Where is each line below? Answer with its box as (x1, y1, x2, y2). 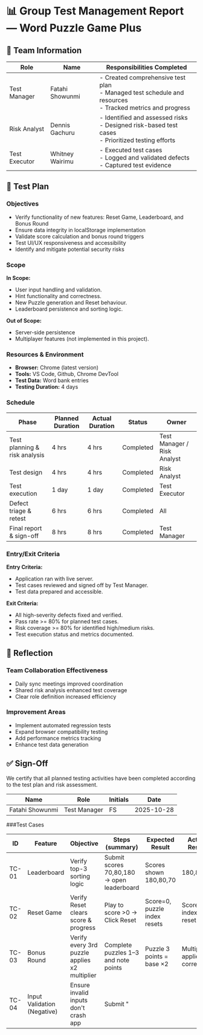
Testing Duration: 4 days (14, 383, 79, 391)
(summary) (105, 843, 138, 851)
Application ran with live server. (14, 575, 94, 582)
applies (69, 956, 91, 964)
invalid (69, 988, 89, 997)
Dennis (50, 121, 71, 129)
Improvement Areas (6, 708, 66, 716)
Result (150, 843, 170, 851)
